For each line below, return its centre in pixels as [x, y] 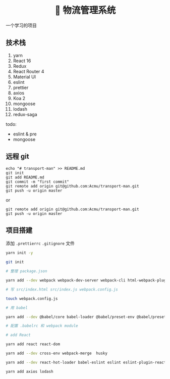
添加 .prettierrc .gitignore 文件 [40, 244]
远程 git [17, 156]
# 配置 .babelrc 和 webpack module [42, 326]
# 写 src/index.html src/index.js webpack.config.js [62, 289]
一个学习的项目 [21, 25]
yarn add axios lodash [30, 371]
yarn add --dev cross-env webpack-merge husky [57, 353]
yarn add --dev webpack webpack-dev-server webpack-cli [66, 280]
